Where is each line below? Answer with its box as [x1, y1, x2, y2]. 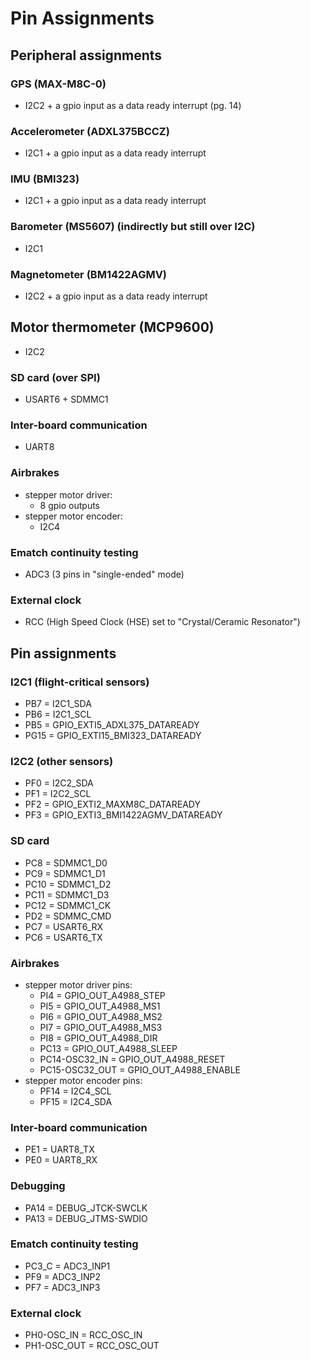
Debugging [10, 1179, 66, 1193]
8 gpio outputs [39, 499, 101, 511]
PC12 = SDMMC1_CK [24, 899, 112, 911]
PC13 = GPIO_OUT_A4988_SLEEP [39, 1042, 178, 1054]
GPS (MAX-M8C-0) [10, 77, 107, 91]
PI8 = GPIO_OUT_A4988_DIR [39, 1032, 158, 1044]
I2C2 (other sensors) [10, 754, 114, 768]
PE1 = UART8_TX [24, 1143, 95, 1156]
